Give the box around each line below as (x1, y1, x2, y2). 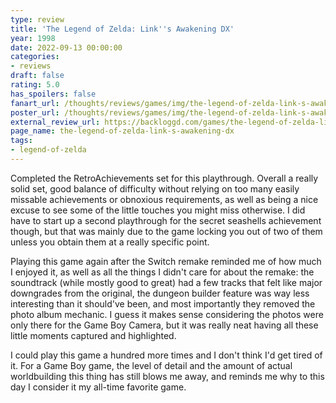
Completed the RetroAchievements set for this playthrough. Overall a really (10, 172, 319, 184)
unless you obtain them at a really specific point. (10, 236, 210, 248)
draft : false (10, 71, 65, 81)
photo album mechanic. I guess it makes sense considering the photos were (10, 308, 324, 320)
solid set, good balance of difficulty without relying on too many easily (10, 182, 300, 195)
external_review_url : (10, 117, 101, 127)
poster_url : (10, 107, 60, 118)
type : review (10, 14, 65, 25)
